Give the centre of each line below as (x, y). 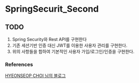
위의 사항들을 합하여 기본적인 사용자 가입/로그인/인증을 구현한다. (73, 52)
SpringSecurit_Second (52, 9)
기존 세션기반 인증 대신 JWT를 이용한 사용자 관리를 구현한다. (70, 45)
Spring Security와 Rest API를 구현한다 (49, 39)
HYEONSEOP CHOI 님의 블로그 (35, 76)
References (19, 64)
